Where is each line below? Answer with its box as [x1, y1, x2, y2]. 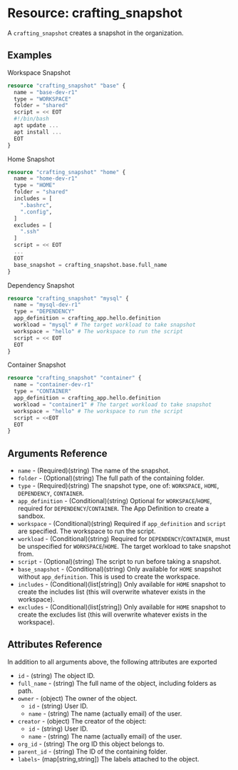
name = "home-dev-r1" [14, 175, 78, 183]
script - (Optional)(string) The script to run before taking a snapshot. [17, 557, 222, 566]
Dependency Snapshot [7, 280, 75, 290]
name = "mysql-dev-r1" [14, 301, 81, 308]
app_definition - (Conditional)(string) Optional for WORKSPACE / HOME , [17, 497, 212, 505]
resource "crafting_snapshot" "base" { [7, 82, 126, 89]
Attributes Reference [7, 639, 103, 651]
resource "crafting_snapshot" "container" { [7, 375, 142, 382]
